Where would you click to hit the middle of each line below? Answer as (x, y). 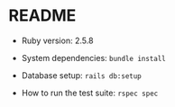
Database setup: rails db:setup (81, 75)
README (42, 16)
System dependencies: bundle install (93, 58)
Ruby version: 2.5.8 (57, 40)
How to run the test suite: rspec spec (90, 93)
